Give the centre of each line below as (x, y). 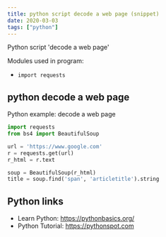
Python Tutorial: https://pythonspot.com (76, 226)
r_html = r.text (31, 160)
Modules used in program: (46, 61)
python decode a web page (69, 97)
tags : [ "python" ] (33, 27)
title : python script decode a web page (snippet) (83, 14)
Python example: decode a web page (61, 114)
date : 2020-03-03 (33, 21)
